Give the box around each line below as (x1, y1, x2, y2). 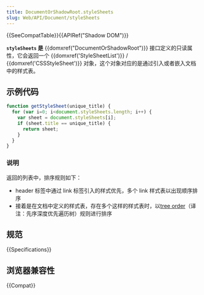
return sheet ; (22, 126, 59, 132)
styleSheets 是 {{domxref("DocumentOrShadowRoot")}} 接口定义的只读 (6, 44, 187, 51)
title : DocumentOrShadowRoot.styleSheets (6, 9, 114, 15)
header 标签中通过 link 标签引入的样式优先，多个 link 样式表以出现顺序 (15, 187, 193, 194)
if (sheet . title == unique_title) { (17, 120, 111, 126)
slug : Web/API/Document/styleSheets (6, 15, 100, 21)
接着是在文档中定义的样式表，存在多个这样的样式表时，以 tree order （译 (15, 202, 197, 209)
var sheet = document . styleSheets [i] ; (17, 114, 116, 121)
